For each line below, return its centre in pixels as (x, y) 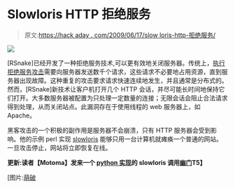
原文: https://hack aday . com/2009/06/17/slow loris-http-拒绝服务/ (120, 35)
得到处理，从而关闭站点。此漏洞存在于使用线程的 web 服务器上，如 (104, 106)
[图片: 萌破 (22, 177)
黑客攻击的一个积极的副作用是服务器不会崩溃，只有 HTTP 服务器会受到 (109, 130)
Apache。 (22, 115)
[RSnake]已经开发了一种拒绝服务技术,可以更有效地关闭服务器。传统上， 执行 (116, 63)
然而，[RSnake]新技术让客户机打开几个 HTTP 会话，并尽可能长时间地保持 (113, 89)
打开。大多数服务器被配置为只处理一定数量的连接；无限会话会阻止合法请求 (120, 98)
